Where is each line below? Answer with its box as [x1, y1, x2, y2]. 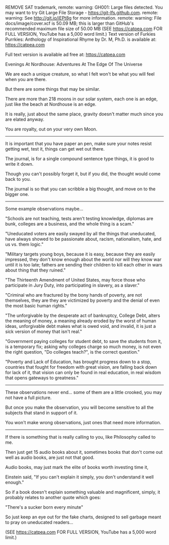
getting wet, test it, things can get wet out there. [5, 146, 105, 152]
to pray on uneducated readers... [5, 519, 74, 525]
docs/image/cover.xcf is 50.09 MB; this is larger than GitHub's [5, 20, 134, 26]
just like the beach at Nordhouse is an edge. [5, 101, 97, 107]
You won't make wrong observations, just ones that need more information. [5, 420, 161, 425]
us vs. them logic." [5, 241, 44, 247]
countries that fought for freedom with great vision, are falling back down [5, 364, 157, 370]
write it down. [5, 161, 34, 167]
